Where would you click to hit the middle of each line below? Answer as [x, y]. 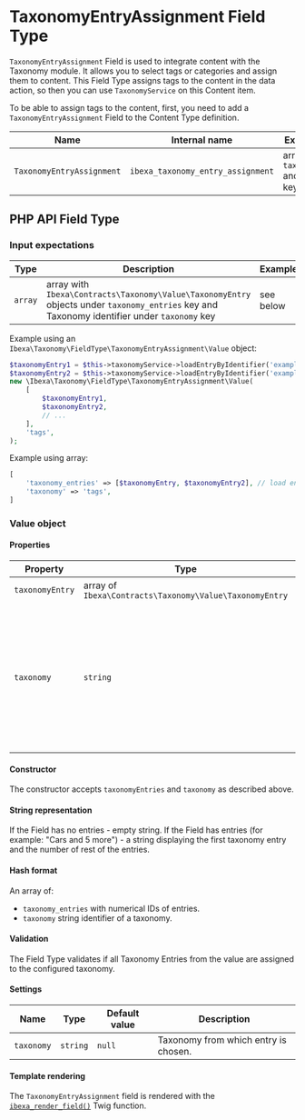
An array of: [32, 890]
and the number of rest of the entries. [79, 850]
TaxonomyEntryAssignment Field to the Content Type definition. [124, 117]
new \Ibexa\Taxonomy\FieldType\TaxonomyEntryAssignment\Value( [132, 382]
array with [67, 284]
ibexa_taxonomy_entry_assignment [202, 171]
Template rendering [48, 1075]
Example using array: [49, 458]
